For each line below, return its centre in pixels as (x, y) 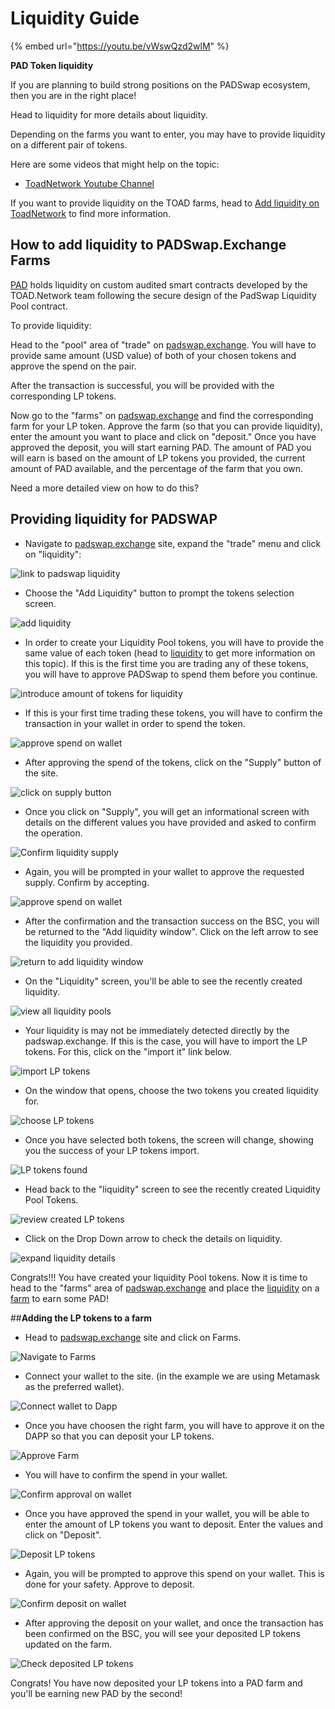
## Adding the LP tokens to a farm (81, 1318)
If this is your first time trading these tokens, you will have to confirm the (173, 713)
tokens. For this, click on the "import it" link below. (128, 1051)
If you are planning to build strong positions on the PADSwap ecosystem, (160, 84)
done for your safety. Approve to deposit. (109, 1584)
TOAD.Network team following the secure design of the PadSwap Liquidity (163, 295)
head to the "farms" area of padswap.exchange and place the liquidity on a (165, 1288)
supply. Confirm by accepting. (87, 882)
